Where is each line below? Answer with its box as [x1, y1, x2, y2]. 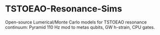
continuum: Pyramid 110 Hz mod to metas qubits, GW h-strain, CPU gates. [5, 24, 155, 30]
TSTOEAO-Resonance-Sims [5, 3, 122, 14]
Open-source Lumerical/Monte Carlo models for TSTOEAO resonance [5, 19, 147, 25]
